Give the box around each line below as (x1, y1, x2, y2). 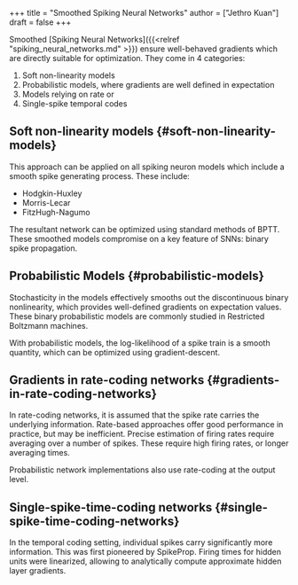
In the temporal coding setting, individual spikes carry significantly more (9, 537, 273, 548)
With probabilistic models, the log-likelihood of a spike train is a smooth (9, 337, 271, 348)
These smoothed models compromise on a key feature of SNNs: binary (9, 233, 269, 244)
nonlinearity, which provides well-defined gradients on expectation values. (9, 301, 282, 312)
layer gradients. (9, 565, 67, 576)
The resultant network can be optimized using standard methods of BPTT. (9, 223, 280, 234)
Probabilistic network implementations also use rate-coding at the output (9, 464, 276, 475)
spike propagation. (9, 243, 78, 253)
